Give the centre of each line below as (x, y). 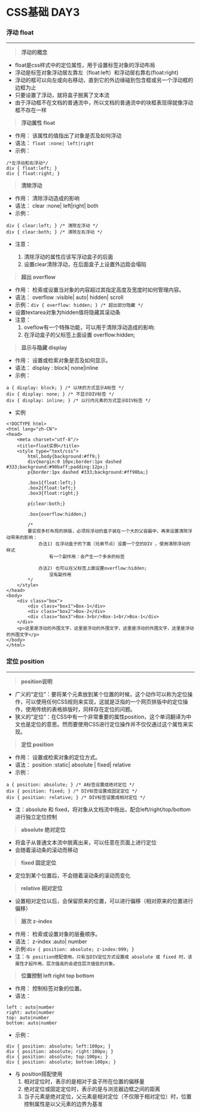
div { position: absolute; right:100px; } (60, 1051)
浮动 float (20, 32)
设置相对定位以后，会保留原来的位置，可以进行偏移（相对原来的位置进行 (104, 900)
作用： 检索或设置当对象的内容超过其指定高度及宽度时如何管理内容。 (99, 290)
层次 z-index (36, 921)
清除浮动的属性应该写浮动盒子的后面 (68, 257)
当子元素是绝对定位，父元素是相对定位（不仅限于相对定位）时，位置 (108, 1096)
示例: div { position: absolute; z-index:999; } (74, 949)
